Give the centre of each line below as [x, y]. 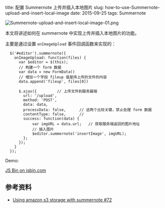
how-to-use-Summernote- [133, 7]
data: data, [36, 105]
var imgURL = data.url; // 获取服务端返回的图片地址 [86, 124]
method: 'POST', [40, 100]
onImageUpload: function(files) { [50, 58]
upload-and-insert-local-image [37, 13]
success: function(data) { [51, 119]
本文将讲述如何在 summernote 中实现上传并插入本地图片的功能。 [72, 33]
